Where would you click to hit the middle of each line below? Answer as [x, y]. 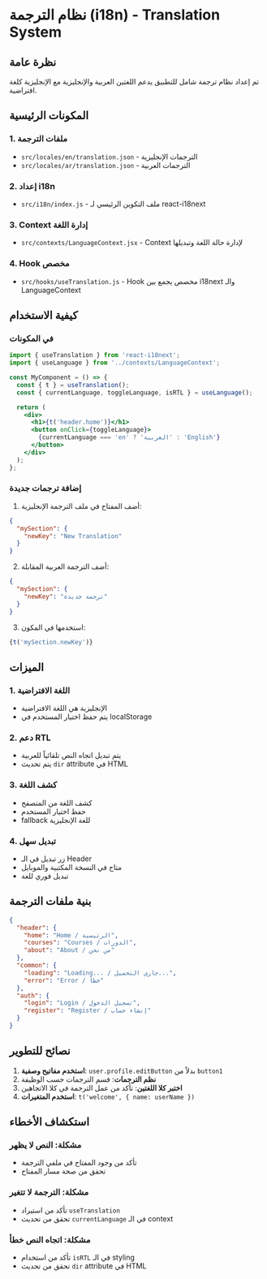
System [36, 32]
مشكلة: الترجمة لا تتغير [49, 1192]
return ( [31, 407]
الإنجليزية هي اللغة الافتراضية [64, 708]
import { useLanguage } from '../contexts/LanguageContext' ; [115, 363]
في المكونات [31, 338]
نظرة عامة [33, 62]
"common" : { [37, 966]
